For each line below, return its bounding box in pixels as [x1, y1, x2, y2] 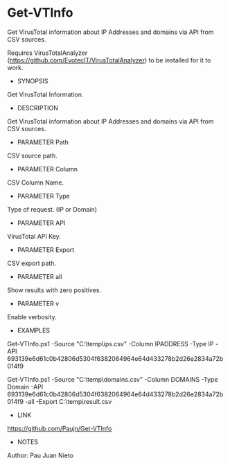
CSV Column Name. [7, 178, 64, 187]
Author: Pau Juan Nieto [7, 451, 74, 459]
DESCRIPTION [17, 103, 59, 112]
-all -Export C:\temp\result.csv [25, 397, 112, 405]
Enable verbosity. [7, 312, 57, 321]
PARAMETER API [17, 219, 66, 227]
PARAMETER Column [17, 164, 78, 173]
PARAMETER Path [17, 137, 69, 146]
